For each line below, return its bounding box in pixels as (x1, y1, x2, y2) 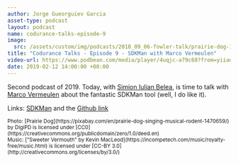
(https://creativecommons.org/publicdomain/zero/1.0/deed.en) (7, 130, 160, 137)
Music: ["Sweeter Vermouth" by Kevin (7, 136, 100, 143)
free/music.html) (7, 142, 48, 150)
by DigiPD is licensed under (7, 123, 74, 131)
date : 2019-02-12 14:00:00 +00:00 (7, 63, 110, 70)
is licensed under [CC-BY (48, 142, 111, 150)
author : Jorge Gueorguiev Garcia (7, 10, 106, 18)
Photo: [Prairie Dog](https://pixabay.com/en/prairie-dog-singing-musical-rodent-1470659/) (7, 118, 229, 125)
